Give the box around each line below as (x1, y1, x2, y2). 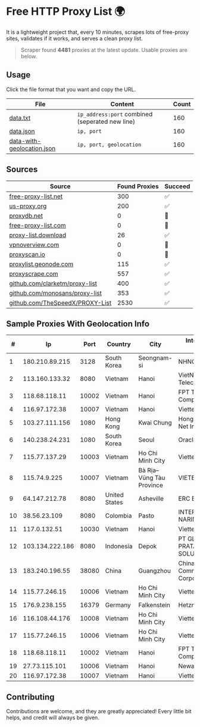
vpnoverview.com (9, 241, 60, 249)
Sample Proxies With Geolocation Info (6, 319, 150, 329)
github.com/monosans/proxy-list (9, 289, 102, 297)
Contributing (6, 692, 55, 702)
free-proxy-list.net (9, 192, 63, 200)
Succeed (164, 182, 190, 191)
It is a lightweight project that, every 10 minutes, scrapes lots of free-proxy (6, 28, 189, 36)
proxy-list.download (9, 230, 67, 239)
